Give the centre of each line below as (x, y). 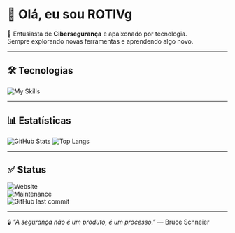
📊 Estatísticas (39, 121)
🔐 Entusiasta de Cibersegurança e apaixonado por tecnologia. (97, 34)
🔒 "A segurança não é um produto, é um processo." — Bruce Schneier (108, 222)
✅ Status (27, 169)
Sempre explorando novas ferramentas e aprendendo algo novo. (100, 41)
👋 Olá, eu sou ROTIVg (70, 14)
